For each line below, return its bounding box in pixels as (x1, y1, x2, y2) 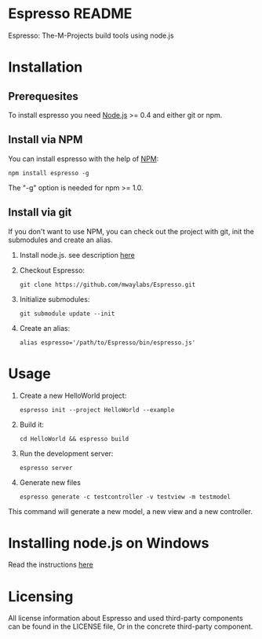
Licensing (8, 587, 74, 605)
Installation (8, 58, 83, 76)
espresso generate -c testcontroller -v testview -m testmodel (19, 493, 231, 501)
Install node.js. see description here (19, 250, 135, 259)
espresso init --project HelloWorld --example (19, 406, 175, 413)
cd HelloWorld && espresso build (19, 435, 129, 443)
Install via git (8, 206, 72, 219)
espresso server (19, 464, 73, 472)
